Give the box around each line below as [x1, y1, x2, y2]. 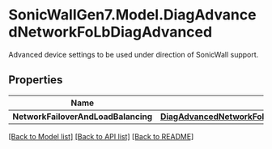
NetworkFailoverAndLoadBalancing [12, 111, 153, 122]
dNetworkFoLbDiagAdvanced [8, 23, 213, 41]
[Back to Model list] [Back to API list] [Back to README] [8, 131, 194, 141]
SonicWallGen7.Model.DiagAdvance [8, 6, 257, 24]
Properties [8, 73, 63, 87]
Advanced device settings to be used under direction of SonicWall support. [8, 49, 259, 59]
